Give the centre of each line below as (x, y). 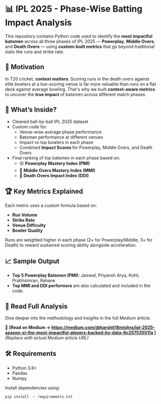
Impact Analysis (38, 23)
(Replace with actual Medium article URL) (47, 338)
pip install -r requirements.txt (39, 397)
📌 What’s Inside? (31, 110)
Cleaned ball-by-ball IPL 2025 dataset (50, 121)
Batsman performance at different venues (61, 137)
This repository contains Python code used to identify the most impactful (79, 36)
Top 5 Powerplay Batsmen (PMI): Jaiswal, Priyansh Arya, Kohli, (76, 275)
